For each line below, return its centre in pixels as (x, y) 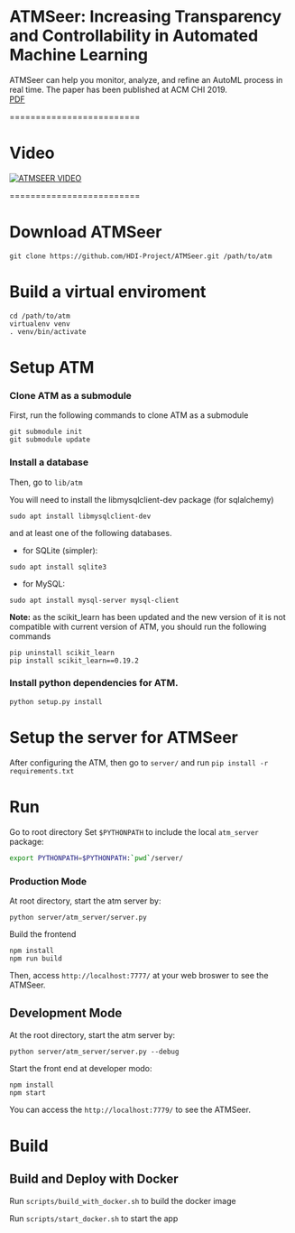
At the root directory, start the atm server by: (92, 1034)
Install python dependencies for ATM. (94, 683)
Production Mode (48, 881)
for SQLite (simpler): (60, 550)
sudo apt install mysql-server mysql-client (94, 600)
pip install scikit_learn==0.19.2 (74, 661)
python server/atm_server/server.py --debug (94, 1052)
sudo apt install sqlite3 (58, 567)
